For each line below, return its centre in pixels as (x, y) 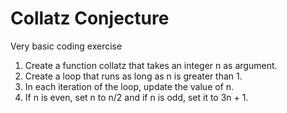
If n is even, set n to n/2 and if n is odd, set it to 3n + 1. (136, 97)
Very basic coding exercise (66, 46)
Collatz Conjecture (90, 18)
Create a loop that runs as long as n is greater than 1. (133, 76)
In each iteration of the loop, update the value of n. (129, 86)
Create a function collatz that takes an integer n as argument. (151, 65)
